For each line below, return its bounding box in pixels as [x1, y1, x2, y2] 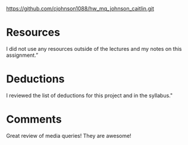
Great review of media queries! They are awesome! [6, 132, 132, 139]
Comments [6, 112, 62, 126]
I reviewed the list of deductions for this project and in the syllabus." [6, 92, 173, 99]
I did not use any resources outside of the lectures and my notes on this [6, 45, 182, 52]
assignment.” [6, 51, 39, 59]
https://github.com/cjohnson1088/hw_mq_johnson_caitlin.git [6, 5, 155, 12]
